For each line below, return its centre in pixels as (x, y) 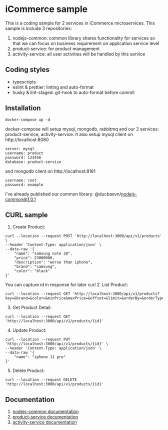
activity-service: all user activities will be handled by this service (79, 54)
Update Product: (29, 330)
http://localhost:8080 (27, 139)
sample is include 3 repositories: (39, 28)
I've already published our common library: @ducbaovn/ (63, 194)
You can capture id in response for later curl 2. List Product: (67, 285)
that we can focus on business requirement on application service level (86, 43)
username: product (24, 153)
